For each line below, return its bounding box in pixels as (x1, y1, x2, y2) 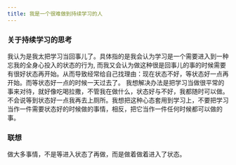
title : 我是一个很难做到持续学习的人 (7, 10, 103, 18)
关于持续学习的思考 (7, 34, 72, 44)
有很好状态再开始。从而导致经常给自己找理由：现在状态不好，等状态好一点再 (7, 70, 229, 78)
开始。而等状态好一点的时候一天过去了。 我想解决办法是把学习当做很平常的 (7, 78, 225, 86)
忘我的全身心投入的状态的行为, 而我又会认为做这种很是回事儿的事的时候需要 (7, 60, 226, 69)
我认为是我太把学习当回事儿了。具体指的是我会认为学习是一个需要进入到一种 (7, 52, 229, 60)
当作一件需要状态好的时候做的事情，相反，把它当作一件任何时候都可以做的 (7, 105, 223, 113)
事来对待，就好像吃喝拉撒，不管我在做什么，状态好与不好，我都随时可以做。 (7, 87, 229, 95)
